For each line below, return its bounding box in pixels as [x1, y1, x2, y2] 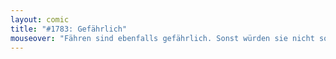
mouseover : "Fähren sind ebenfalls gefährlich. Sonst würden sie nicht [10, 33, 315, 43]
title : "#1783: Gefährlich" [10, 24, 128, 34]
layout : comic [10, 14, 70, 25]
